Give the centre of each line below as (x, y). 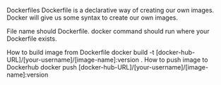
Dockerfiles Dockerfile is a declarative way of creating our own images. (110, 10)
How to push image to (176, 60)
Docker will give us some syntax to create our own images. (92, 18)
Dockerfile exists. (32, 39)
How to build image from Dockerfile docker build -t (80, 52)
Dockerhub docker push (42, 67)
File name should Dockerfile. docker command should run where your (108, 31)
